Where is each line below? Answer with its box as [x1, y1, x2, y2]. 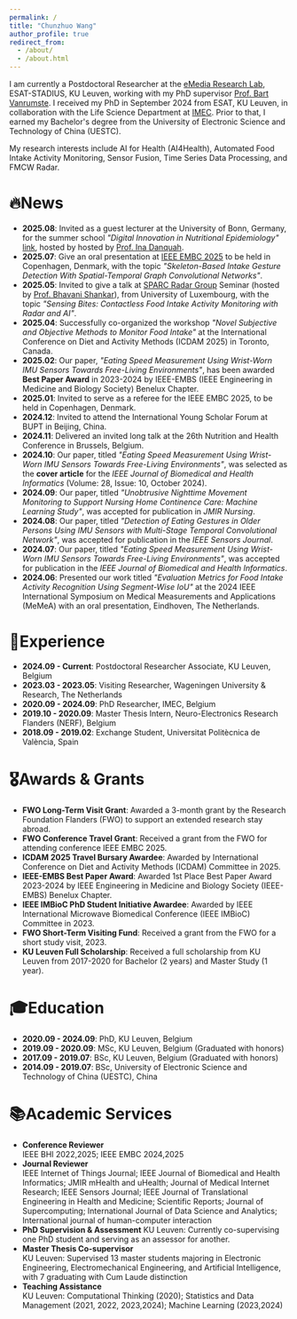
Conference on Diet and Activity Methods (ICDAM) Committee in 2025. [21, 861, 281, 871]
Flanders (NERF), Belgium [21, 717, 117, 728]
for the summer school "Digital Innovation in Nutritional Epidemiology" [21, 232, 279, 242]
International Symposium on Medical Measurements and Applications [21, 591, 277, 601]
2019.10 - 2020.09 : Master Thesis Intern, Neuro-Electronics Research [21, 708, 279, 719]
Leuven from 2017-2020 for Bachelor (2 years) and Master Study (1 [21, 956, 268, 966]
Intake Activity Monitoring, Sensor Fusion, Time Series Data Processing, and [9, 153, 288, 163]
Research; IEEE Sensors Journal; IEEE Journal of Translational [21, 1187, 248, 1197]
